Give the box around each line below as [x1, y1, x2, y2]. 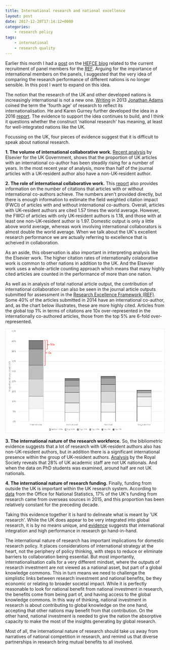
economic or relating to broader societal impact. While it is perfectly [5, 581, 147, 587]
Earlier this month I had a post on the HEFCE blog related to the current [5, 60, 153, 66]
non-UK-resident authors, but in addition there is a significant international [5, 449, 160, 455]
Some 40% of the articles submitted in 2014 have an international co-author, [5, 297, 165, 303]
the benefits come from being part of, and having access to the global [5, 591, 151, 598]
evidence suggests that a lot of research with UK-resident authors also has [5, 444, 161, 450]
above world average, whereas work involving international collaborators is [5, 223, 162, 229]
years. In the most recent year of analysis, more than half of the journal [5, 165, 153, 171]
